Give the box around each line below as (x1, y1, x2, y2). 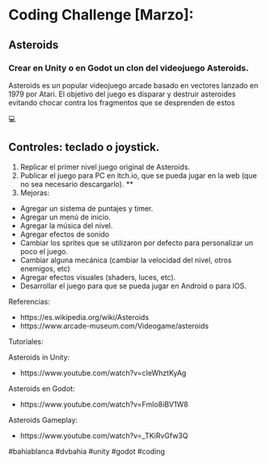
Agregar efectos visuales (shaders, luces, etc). (19, 272, 176, 282)
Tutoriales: (8, 336, 44, 346)
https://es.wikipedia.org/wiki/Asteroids (19, 312, 150, 321)
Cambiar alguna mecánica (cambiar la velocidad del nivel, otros (19, 255, 232, 265)
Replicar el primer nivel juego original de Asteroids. (19, 162, 191, 172)
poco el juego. (19, 246, 69, 256)
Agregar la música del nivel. (19, 220, 113, 230)
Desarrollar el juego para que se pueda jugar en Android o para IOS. (19, 281, 247, 291)
